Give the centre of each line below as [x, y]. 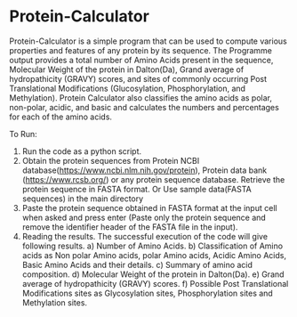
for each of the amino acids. [61, 117]
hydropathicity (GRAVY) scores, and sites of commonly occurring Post [138, 78]
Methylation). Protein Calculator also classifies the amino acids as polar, [141, 98]
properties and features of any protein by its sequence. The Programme [141, 50]
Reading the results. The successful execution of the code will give [145, 236]
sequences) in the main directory [83, 199]
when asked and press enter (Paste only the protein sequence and [144, 217]
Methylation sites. [54, 302]
